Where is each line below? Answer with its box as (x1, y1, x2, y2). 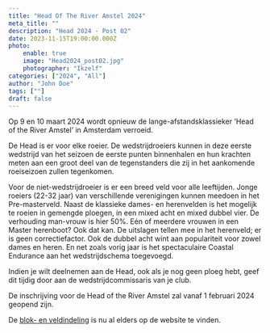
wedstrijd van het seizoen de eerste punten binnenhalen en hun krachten (8, 150, 251, 159)
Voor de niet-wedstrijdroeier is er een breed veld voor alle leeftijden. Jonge (8, 183, 258, 192)
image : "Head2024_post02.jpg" (23, 57, 125, 65)
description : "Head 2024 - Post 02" (8, 27, 131, 35)
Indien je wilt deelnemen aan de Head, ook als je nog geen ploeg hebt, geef (8, 267, 260, 276)
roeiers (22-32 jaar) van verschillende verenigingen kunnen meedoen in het (8, 191, 260, 200)
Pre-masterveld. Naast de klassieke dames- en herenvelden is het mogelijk (8, 200, 258, 209)
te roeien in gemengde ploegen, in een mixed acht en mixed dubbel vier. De (8, 208, 260, 218)
